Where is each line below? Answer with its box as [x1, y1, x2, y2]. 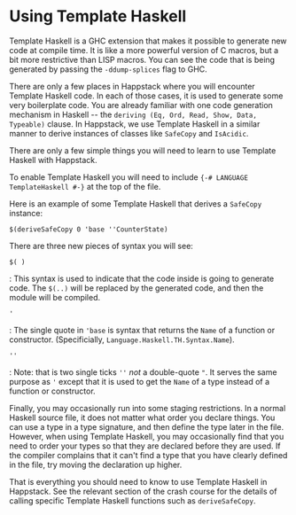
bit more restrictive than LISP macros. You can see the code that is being [9, 54, 276, 65]
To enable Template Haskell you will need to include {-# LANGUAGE [9, 171, 248, 183]
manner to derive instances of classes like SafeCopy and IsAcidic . [9, 128, 249, 138]
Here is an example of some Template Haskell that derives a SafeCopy [9, 198, 262, 209]
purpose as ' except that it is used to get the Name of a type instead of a [9, 376, 270, 386]
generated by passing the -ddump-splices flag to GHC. [9, 64, 208, 74]
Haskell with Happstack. [9, 154, 97, 165]
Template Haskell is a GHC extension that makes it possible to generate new [9, 35, 287, 46]
